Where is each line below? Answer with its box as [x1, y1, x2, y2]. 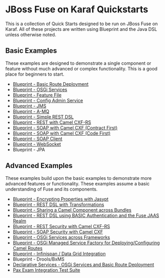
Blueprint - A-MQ [12, 108, 50, 114]
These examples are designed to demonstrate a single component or [5, 60, 152, 66]
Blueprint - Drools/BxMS [12, 256, 65, 262]
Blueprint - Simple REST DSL [12, 114, 74, 120]
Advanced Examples [5, 161, 73, 170]
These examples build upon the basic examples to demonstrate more [5, 175, 152, 181]
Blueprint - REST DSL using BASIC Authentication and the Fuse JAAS [12, 212, 159, 218]
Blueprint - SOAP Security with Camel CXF [12, 229, 103, 235]
